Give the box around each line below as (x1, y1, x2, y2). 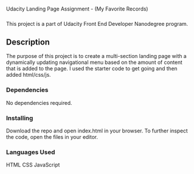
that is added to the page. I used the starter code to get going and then (6, 65, 178, 72)
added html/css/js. (6, 71, 51, 79)
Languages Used (6, 148, 56, 156)
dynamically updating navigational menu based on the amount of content (6, 59, 183, 66)
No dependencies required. (6, 99, 72, 106)
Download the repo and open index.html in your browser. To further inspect (6, 127, 188, 134)
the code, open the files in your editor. (6, 133, 98, 140)
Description (6, 37, 50, 47)
